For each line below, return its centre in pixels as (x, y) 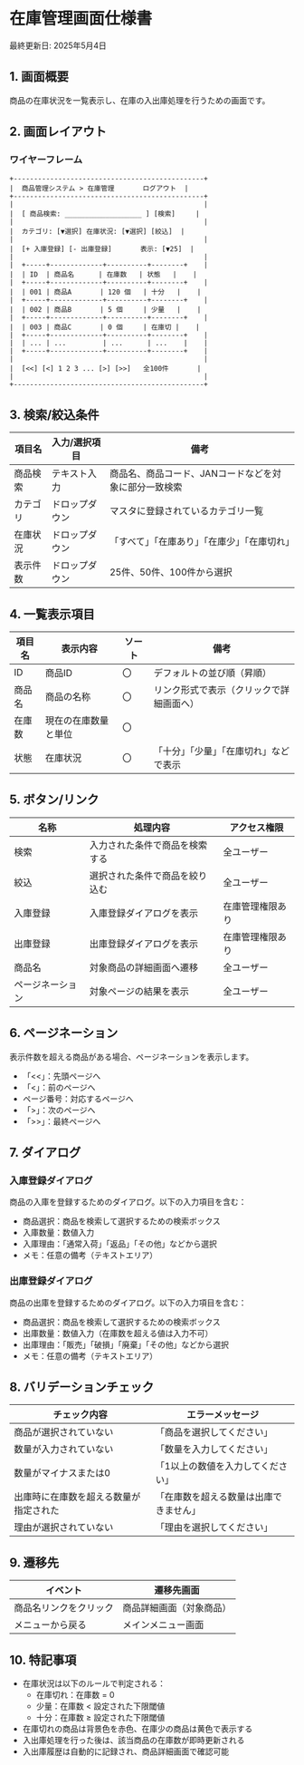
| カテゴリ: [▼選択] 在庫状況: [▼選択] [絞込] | (97, 232)
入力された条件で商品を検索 (148, 845)
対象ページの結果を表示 (139, 991)
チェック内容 (81, 1415)
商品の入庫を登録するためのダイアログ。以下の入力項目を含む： (128, 1202)
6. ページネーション (64, 1033)
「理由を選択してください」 (214, 1527)
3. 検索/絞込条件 (54, 415)
